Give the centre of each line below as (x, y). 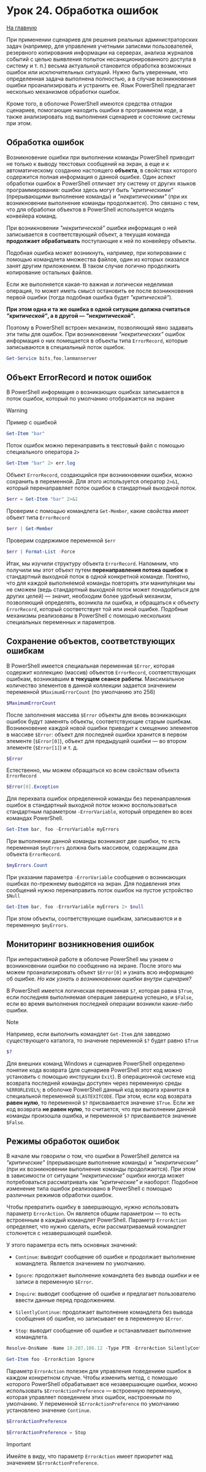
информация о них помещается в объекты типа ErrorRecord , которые (97, 341)
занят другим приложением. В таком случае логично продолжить (93, 266)
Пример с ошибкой (32, 422)
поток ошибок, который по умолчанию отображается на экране (90, 399)
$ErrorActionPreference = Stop (46, 1433)
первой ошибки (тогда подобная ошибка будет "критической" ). (90, 297)
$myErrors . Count (27, 866)
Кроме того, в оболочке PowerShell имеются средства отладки (90, 103)
